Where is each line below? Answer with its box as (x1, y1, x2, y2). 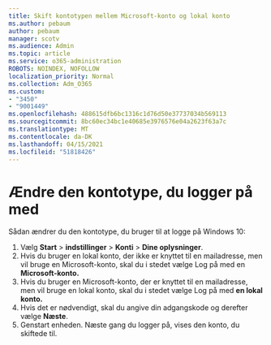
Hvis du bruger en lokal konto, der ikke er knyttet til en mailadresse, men (19, 251, 263, 261)
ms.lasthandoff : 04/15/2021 (8, 140, 104, 149)
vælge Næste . (19, 312, 69, 321)
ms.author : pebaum (8, 19, 71, 28)
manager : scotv (8, 34, 60, 43)
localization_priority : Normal (8, 72, 114, 80)
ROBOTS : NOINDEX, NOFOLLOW (8, 65, 100, 73)
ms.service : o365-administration (8, 58, 122, 66)
